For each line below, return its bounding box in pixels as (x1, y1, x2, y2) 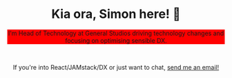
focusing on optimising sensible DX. (65, 36, 167, 44)
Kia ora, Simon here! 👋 (51, 6, 181, 22)
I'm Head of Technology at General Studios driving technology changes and (8, 29, 224, 37)
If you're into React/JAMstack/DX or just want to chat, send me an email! (12, 63, 220, 71)
